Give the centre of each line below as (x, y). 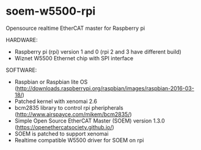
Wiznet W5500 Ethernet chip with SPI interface (74, 58)
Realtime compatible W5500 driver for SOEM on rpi (79, 140)
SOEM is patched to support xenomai (61, 134)
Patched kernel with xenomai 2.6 (56, 101)
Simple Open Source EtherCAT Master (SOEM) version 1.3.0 (90, 121)
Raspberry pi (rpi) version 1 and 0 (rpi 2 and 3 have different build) (98, 52)
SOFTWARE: (21, 70)
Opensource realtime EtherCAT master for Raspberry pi (75, 28)
